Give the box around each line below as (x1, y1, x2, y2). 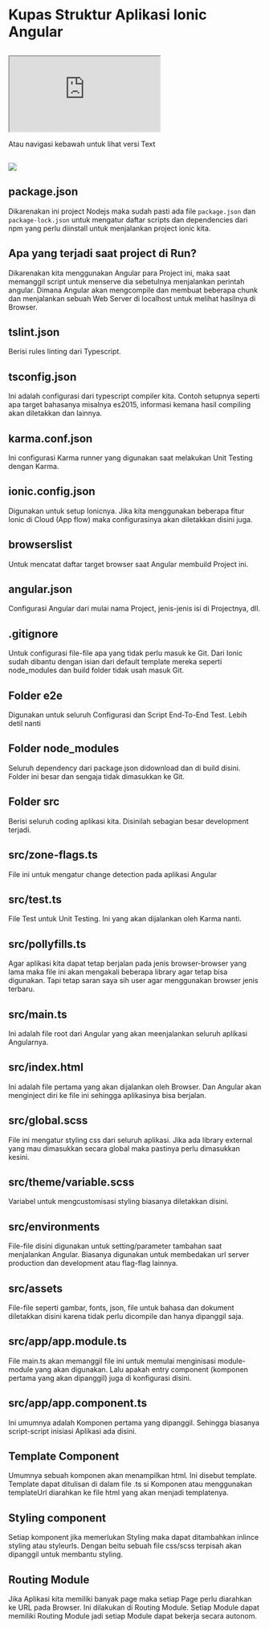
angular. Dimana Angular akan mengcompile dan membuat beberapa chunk (8, 285, 259, 295)
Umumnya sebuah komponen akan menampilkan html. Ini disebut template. (8, 1471, 257, 1480)
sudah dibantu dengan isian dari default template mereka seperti (8, 657, 222, 667)
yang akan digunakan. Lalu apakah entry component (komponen (35, 1364, 249, 1374)
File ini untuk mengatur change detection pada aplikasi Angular (8, 869, 218, 879)
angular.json (8, 582, 73, 596)
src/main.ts (8, 1007, 67, 1021)
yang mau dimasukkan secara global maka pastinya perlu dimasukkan (8, 1143, 241, 1153)
